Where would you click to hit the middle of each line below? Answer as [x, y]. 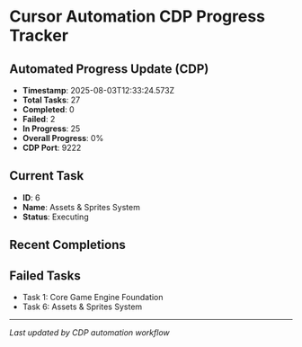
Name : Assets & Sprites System [81, 207]
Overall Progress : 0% [63, 138]
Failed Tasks [45, 276]
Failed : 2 [39, 119]
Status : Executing [55, 217]
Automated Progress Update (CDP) [109, 69]
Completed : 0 [48, 109]
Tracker [39, 36]
